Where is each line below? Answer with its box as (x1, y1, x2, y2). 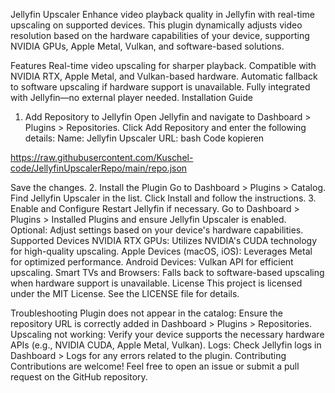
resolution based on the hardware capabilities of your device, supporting (10, 30, 310, 41)
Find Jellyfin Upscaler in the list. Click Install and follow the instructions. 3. (10, 192, 317, 204)
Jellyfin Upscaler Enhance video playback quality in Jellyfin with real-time (10, 9, 315, 20)
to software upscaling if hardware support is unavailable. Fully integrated (10, 81, 311, 93)
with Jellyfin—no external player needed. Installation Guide (10, 92, 253, 103)
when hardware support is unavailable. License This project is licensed (10, 277, 303, 289)
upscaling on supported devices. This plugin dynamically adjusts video (10, 19, 303, 31)
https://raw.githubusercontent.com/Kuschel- (10, 152, 194, 163)
